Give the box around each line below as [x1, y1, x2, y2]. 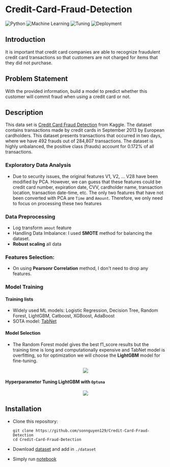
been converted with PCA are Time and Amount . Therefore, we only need [12, 195, 163, 201]
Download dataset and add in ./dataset [12, 446, 96, 452]
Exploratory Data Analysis [5, 162, 71, 169]
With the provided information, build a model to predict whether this [5, 88, 148, 94]
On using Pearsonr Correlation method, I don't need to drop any [12, 265, 149, 272]
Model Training [5, 283, 44, 290]
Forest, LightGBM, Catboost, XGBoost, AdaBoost [12, 313, 115, 319]
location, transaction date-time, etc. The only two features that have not [12, 189, 164, 195]
